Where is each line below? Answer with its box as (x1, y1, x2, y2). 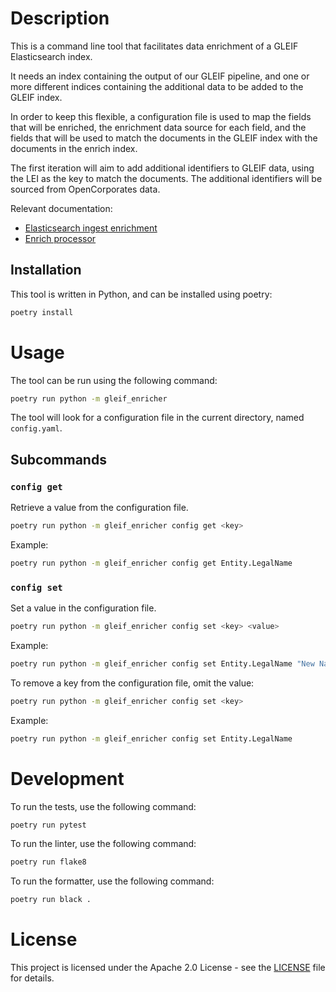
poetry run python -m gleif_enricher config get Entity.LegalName (10, 558, 293, 568)
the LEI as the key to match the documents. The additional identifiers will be (10, 172, 323, 184)
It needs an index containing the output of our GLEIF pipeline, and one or (10, 70, 310, 82)
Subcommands (10, 451, 107, 468)
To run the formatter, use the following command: (10, 875, 215, 887)
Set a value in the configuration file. (10, 602, 157, 614)
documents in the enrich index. (10, 142, 138, 154)
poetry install (10, 307, 74, 317)
